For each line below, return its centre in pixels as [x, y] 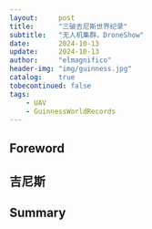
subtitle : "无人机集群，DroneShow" [77, 35]
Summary [38, 213]
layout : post [42, 18]
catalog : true [42, 78]
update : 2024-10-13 [55, 52]
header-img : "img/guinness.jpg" [71, 69]
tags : [20, 94]
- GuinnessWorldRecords [71, 111]
